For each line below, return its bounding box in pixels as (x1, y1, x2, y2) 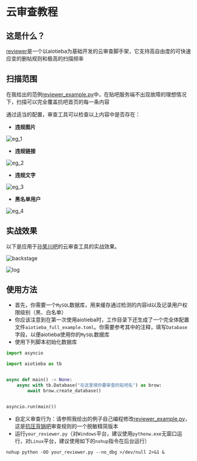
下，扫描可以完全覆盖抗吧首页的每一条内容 (6, 98, 110, 105)
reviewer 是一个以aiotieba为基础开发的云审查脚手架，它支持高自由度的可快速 (6, 48, 192, 54)
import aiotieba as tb (6, 361, 62, 367)
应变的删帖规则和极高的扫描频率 (6, 55, 84, 62)
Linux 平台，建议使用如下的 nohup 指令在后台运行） (30, 437, 150, 444)
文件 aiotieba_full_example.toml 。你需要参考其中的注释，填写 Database (14, 324, 188, 331)
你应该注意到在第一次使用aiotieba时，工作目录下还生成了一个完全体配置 (14, 316, 190, 323)
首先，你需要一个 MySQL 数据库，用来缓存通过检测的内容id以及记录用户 (14, 301, 183, 308)
